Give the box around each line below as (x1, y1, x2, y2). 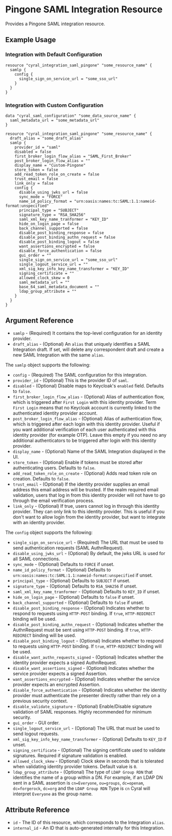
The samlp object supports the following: (5, 362, 91, 368)
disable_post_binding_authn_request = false (18, 235, 116, 240)
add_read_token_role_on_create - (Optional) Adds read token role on (12, 470, 157, 476)
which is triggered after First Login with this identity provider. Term (12, 399, 157, 405)
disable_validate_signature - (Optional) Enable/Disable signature (12, 703, 152, 709)
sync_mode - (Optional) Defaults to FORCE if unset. (12, 561, 115, 567)
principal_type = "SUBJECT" (18, 207, 79, 213)
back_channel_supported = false (18, 225, 88, 231)
